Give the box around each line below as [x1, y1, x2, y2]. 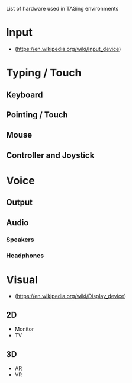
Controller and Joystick [6, 150, 95, 160]
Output [6, 197, 33, 208]
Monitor [14, 325, 34, 333]
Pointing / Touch [6, 110, 68, 120]
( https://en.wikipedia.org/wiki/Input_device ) [14, 45, 121, 52]
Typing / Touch [6, 66, 82, 79]
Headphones [6, 251, 44, 260]
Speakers [6, 235, 34, 244]
